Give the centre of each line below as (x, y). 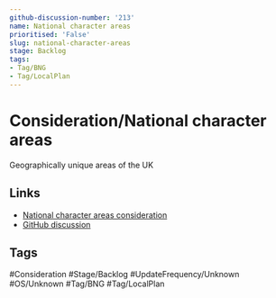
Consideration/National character (138, 120)
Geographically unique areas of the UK (82, 165)
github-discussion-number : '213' (72, 18)
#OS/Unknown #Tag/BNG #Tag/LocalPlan (87, 284)
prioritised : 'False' (50, 34)
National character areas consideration (95, 215)
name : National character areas (70, 26)
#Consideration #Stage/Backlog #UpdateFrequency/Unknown (124, 275)
